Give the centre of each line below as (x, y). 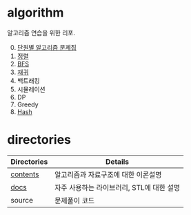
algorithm (36, 13)
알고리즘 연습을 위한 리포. (41, 32)
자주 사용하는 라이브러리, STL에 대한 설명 (117, 187)
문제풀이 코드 (74, 200)
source (22, 200)
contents (25, 174)
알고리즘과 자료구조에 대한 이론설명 (108, 174)
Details (118, 162)
